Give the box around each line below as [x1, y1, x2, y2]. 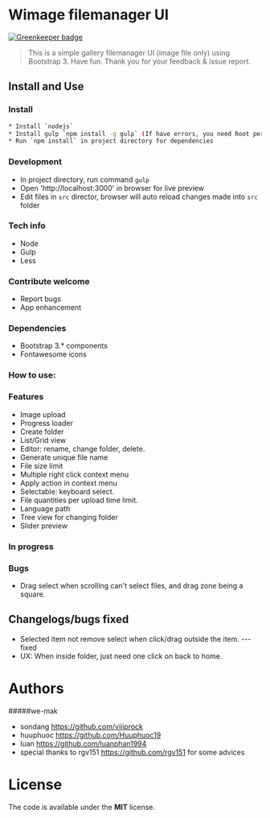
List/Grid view [19, 435, 67, 444]
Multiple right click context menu [19, 469, 129, 479]
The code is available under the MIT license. [8, 802, 155, 812]
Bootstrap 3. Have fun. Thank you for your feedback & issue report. [27, 56, 252, 66]
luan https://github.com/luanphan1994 [19, 738, 147, 748]
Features [8, 391, 44, 403]
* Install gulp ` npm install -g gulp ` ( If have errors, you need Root [8, 130, 250, 138]
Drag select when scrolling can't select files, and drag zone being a [19, 580, 243, 590]
